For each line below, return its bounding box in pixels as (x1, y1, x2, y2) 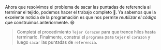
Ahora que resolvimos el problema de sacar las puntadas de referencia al (5, 4, 151, 10)
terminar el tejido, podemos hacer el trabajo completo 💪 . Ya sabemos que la (5, 9, 156, 15)
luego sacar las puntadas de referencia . (16, 39, 98, 45)
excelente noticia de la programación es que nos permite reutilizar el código (5, 15, 157, 20)
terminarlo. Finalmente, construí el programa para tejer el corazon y (16, 34, 151, 40)
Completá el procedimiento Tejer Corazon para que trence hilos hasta (16, 29, 156, 34)
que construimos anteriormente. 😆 (5, 19, 75, 25)
